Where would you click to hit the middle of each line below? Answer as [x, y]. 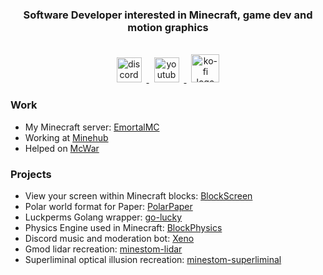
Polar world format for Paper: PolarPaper [108, 206]
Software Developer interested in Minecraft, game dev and [168, 15]
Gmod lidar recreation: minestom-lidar [103, 249]
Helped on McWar [62, 148]
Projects [31, 174]
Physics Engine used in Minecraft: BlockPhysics [123, 227]
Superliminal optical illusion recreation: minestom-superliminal [153, 259]
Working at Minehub [66, 137]
